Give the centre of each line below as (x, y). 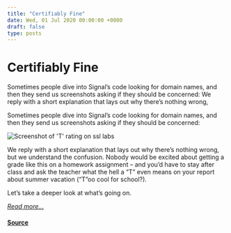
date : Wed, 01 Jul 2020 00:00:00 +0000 (65, 20)
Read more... (25, 206)
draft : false (26, 27)
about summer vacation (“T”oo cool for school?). (77, 179)
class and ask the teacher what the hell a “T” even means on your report (111, 172)
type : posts (24, 33)
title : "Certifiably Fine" (46, 14)
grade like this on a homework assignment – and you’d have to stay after (111, 165)
